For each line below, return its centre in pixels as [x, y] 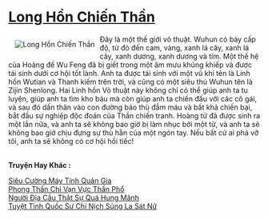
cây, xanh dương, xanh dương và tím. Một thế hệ [179, 56]
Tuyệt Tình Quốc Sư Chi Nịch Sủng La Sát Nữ [83, 206]
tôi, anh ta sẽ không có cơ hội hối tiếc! [71, 141]
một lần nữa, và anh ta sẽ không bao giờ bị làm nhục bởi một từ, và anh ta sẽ [134, 124]
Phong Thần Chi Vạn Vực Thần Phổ [66, 189]
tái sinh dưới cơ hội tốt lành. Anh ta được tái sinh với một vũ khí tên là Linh [129, 73]
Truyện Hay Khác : [40, 165]
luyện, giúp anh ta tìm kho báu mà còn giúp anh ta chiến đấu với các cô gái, [133, 98]
